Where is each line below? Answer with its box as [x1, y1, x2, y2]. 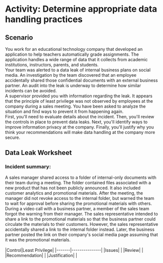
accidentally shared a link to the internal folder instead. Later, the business [5, 226, 155, 232]
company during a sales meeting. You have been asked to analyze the [5, 104, 146, 109]
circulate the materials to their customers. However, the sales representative [5, 221, 159, 227]
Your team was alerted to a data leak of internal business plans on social [5, 67, 151, 73]
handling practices [5, 14, 83, 25]
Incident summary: [5, 163, 51, 170]
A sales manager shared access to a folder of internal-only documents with [5, 175, 157, 180]
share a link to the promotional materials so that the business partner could [5, 216, 156, 222]
